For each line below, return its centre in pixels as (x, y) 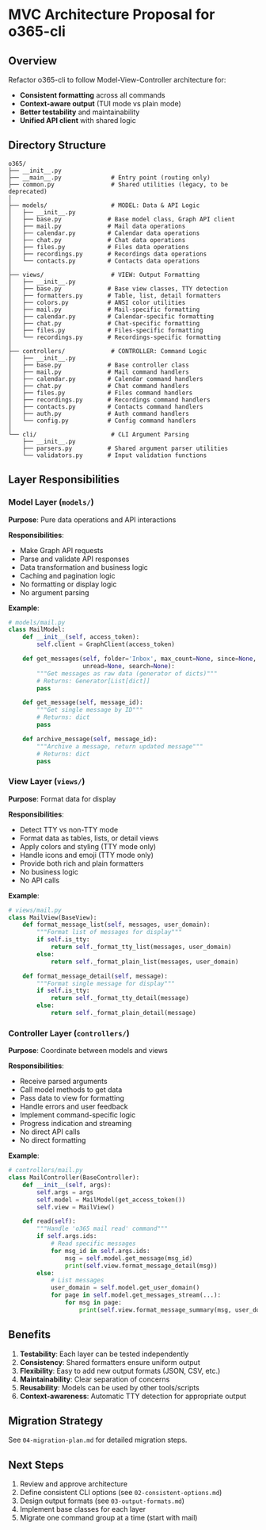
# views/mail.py (35, 910)
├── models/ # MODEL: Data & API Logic (104, 205)
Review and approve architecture (74, 1484)
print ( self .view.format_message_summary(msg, (155, 1310)
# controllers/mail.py (46, 1171)
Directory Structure (57, 146)
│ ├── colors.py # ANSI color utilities (97, 302)
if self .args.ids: (67, 1236)
